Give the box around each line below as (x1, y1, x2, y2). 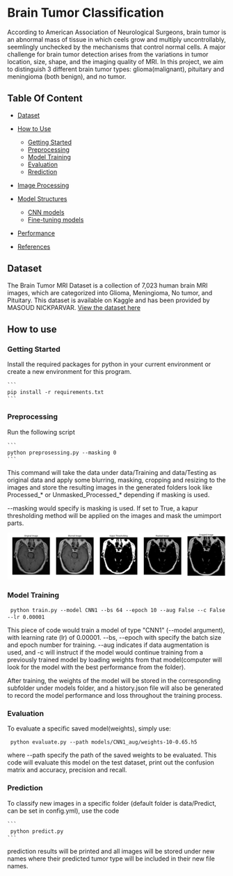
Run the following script (7, 428, 75, 436)
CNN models (27, 208, 65, 217)
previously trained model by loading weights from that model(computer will (7, 656, 223, 664)
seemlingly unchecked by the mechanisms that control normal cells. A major (7, 42, 226, 51)
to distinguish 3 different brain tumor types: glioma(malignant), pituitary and (7, 65, 225, 73)
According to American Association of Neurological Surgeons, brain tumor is (7, 28, 227, 36)
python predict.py (10, 827, 64, 835)
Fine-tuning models (27, 215, 84, 224)
